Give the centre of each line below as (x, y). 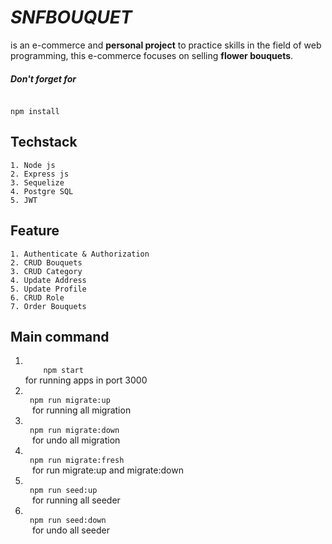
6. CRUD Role (37, 297)
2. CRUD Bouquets (46, 262)
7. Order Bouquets (48, 306)
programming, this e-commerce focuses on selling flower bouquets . (152, 55)
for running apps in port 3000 (86, 380)
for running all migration (81, 410)
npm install (35, 111)
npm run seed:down (68, 521)
